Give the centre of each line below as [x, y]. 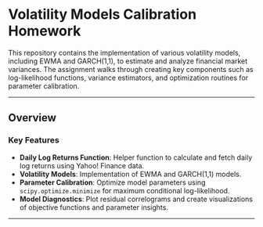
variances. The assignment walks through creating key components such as [131, 69]
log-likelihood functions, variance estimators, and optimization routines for [128, 77]
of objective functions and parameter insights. [94, 207]
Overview [32, 118]
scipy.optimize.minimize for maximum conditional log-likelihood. [124, 190]
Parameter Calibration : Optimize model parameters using [112, 182]
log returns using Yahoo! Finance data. [82, 165]
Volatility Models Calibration [103, 14]
